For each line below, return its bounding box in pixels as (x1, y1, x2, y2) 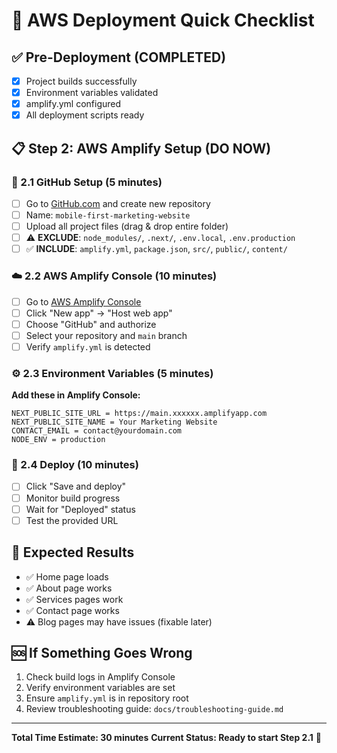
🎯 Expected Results (11, 544, 135, 561)
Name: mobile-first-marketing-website (25, 209, 191, 221)
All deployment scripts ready (25, 109, 145, 121)
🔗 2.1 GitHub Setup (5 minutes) (11, 175, 163, 189)
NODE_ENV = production (11, 435, 106, 445)
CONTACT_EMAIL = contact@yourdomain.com (11, 426, 183, 436)
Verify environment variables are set (25, 682, 176, 694)
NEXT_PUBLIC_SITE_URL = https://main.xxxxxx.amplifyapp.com (11, 409, 268, 419)
